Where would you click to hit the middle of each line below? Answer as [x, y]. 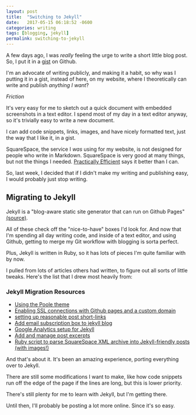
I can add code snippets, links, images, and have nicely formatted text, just [96, 132]
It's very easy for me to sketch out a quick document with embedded [89, 108]
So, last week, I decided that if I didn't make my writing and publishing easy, [97, 173]
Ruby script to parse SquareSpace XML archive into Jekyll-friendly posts [102, 342]
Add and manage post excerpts [52, 336]
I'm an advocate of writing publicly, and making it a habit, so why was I [91, 73]
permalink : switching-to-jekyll [45, 39]
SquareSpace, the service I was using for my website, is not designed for [94, 149]
